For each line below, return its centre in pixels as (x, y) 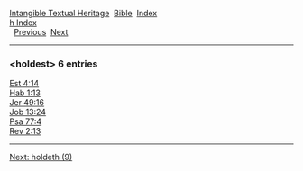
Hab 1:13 (25, 93)
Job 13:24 (28, 112)
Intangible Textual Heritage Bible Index (83, 13)
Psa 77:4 (26, 121)
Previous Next (41, 32)
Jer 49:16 (27, 103)
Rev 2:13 (25, 131)
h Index (23, 22)
